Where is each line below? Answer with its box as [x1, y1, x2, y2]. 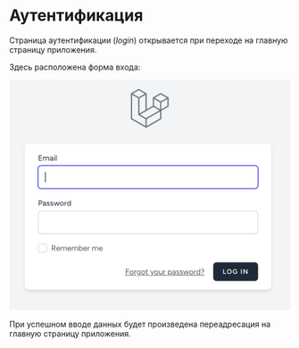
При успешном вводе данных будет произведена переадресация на [9, 319, 271, 330]
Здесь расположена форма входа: [9, 62, 141, 72]
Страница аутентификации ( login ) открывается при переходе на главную [9, 35, 288, 46]
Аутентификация [9, 5, 144, 26]
